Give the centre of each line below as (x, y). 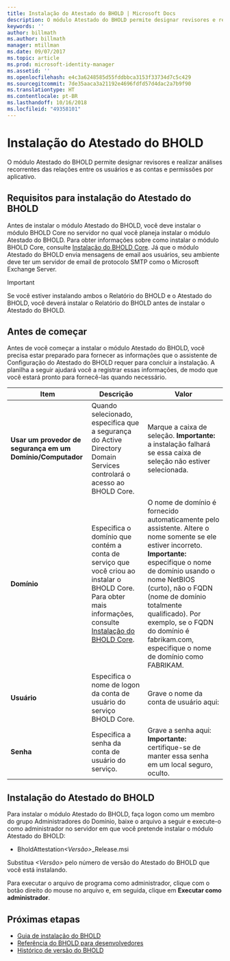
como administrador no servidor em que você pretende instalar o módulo (110, 829)
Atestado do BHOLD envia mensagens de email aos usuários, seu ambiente (114, 254)
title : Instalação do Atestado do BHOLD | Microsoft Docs (91, 13)
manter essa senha (178, 756)
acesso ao (108, 483)
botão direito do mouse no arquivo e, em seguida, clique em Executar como (115, 890)
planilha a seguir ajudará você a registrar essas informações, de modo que (112, 370)
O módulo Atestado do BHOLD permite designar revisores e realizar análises (115, 162)
